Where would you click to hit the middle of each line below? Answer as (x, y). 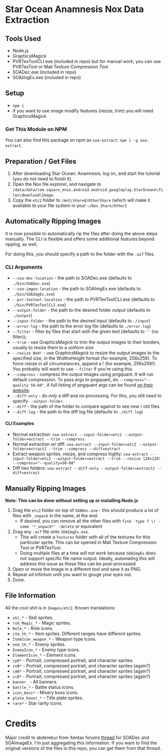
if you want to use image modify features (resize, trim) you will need (83, 111)
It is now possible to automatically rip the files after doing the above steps (81, 233)
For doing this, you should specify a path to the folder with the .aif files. (80, 254)
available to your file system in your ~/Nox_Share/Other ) (69, 205)
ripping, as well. (22, 244)
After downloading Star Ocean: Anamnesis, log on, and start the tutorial (86, 173)
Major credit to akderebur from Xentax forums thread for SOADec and (77, 737)
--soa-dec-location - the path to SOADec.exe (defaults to (72, 278)
